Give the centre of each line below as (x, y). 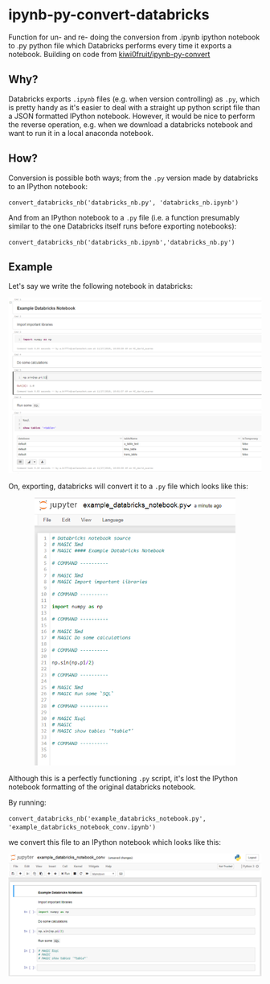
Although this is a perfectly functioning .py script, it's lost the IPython (123, 778)
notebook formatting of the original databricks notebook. (102, 787)
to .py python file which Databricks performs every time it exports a (120, 45)
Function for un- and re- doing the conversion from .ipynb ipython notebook (134, 37)
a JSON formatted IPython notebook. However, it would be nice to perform (132, 116)
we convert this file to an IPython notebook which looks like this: (115, 842)
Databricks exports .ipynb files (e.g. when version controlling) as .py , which (134, 99)
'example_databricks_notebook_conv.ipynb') (82, 827)
